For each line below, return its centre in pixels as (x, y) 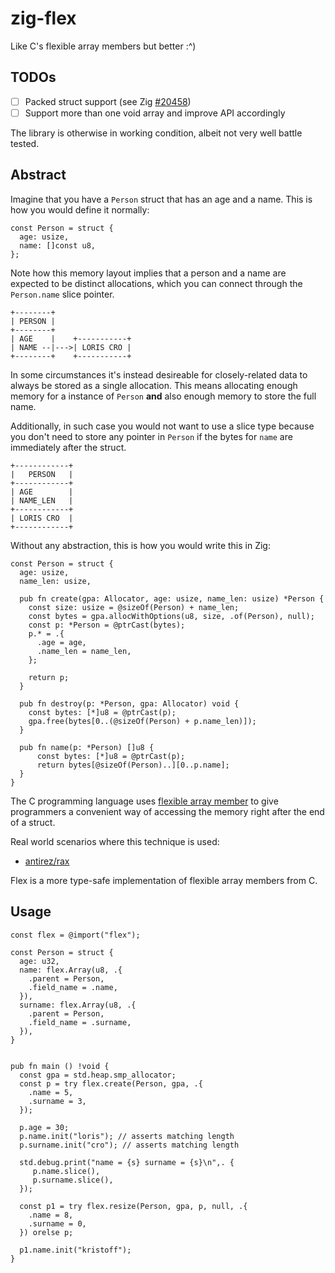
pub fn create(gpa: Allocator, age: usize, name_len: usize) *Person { (172, 598)
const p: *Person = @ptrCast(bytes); (107, 625)
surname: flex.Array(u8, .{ (78, 1005)
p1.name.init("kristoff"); (75, 1250)
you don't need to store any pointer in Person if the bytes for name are (151, 436)
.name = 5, (51, 1092)
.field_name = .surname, (80, 1022)
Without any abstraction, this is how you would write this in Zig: (140, 545)
